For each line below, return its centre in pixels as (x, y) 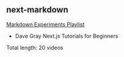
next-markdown (37, 10)
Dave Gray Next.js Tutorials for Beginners (67, 36)
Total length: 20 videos (35, 47)
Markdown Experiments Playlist (45, 24)
